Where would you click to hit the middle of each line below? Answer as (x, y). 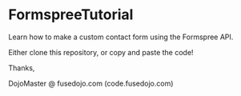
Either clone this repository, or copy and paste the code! (101, 52)
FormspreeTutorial (71, 15)
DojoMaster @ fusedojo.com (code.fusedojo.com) (91, 83)
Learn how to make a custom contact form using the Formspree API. (121, 37)
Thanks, (22, 68)
